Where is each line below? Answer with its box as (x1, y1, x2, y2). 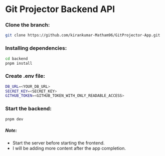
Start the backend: (5, 105, 52, 112)
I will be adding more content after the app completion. (12, 145, 126, 151)
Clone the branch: (5, 22, 50, 29)
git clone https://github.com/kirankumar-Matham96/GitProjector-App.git (5, 33, 160, 38)
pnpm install (5, 61, 33, 66)
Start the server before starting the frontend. (12, 140, 105, 146)
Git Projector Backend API (5, 4, 115, 15)
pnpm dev (5, 116, 24, 121)
